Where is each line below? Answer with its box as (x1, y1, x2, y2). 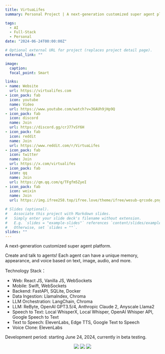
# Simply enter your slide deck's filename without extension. (5, 216, 141, 221)
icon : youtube (9, 97, 38, 102)
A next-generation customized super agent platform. (5, 243, 111, 249)
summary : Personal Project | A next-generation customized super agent (5, 12, 155, 17)
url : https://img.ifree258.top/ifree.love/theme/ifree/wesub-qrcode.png (9, 198, 162, 203)
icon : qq (9, 170, 27, 175)
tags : (5, 21, 16, 26)
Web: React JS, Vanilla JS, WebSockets (12, 278, 92, 284)
